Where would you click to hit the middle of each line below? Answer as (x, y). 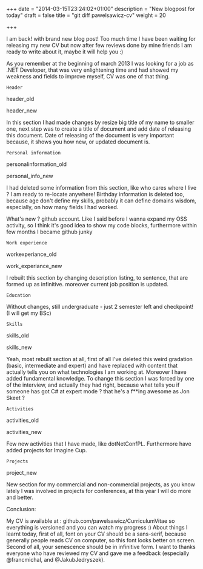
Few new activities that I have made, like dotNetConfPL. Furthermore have (99, 444)
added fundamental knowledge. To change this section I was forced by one (100, 378)
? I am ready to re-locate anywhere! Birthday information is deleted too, (95, 194)
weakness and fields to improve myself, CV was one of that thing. (88, 76)
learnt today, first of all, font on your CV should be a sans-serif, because (96, 534)
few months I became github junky (49, 232)
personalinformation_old (37, 164)
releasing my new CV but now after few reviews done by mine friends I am (99, 45)
